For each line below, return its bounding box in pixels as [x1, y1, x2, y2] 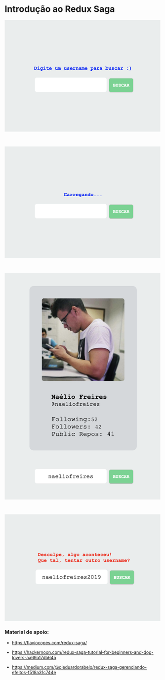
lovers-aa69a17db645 [11, 655, 56, 661]
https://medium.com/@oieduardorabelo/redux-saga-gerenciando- [11, 664, 147, 670]
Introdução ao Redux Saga [4, 3, 115, 15]
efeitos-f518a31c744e [11, 670, 56, 676]
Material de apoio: [4, 629, 49, 636]
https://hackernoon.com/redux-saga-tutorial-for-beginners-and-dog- [11, 649, 154, 655]
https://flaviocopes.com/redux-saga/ [11, 640, 87, 646]
